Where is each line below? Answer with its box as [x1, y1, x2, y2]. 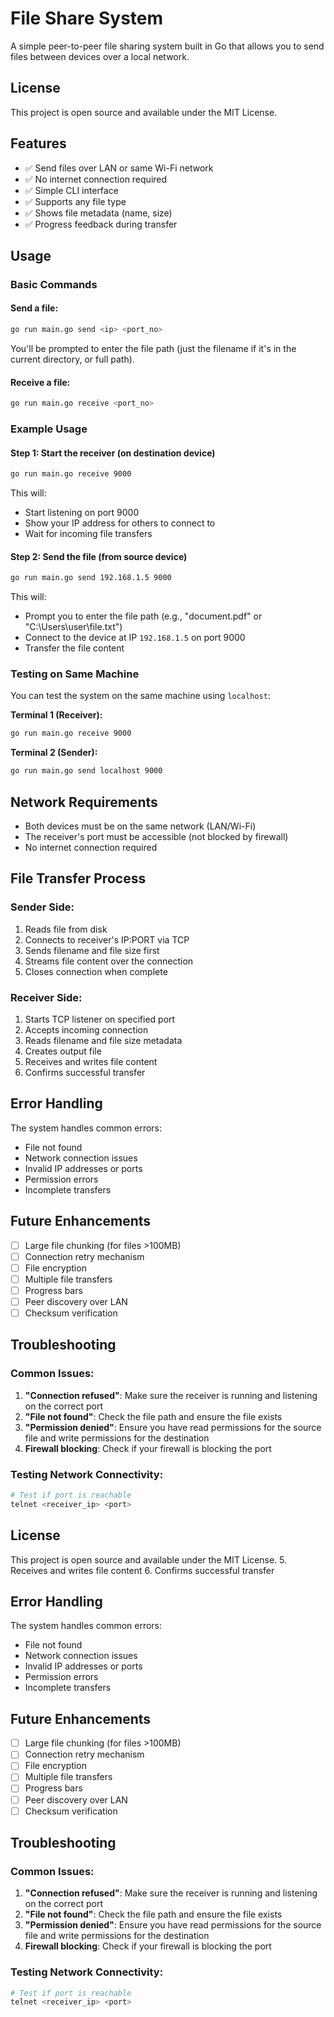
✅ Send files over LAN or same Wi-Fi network [24, 162, 214, 174]
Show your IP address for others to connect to [24, 517, 216, 529]
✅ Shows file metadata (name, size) [24, 207, 173, 219]
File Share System [10, 7, 164, 30]
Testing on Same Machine [10, 667, 140, 681]
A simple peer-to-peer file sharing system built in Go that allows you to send [10, 40, 325, 52]
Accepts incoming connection [24, 1023, 149, 1036]
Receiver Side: [10, 990, 83, 1004]
